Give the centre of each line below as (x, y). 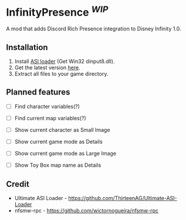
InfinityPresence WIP (57, 11)
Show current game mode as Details (58, 142)
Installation (27, 47)
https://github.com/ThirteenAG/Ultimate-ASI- (123, 198)
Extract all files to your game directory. (61, 74)
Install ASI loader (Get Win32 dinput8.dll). (65, 62)
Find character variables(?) (47, 106)
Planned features (38, 92)
